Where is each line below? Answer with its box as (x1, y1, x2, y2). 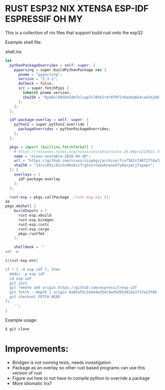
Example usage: (5, 317, 38, 323)
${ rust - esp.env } (5, 258, 38, 263)
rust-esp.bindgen (18, 217, 54, 222)
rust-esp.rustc (18, 222, 50, 227)
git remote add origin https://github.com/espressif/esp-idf (9, 285, 137, 290)
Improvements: (5, 343, 69, 354)
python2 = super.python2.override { (14, 122, 89, 127)
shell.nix (5, 49, 22, 55)
